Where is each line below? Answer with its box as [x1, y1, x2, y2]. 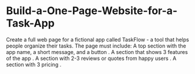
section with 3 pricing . [6, 60, 62, 68]
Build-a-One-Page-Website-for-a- [6, 4, 178, 18]
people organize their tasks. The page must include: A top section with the [6, 42, 186, 49]
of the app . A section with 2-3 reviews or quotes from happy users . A [6, 55, 177, 62]
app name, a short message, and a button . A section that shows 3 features [6, 48, 188, 55]
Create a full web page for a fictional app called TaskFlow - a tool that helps [6, 36, 189, 43]
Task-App [6, 16, 55, 30]
